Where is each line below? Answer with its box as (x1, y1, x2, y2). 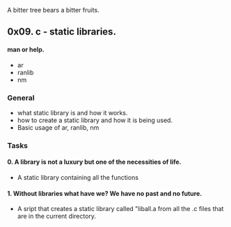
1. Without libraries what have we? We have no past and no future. (7, 189, 202, 197)
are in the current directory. (17, 212, 96, 221)
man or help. (7, 45, 45, 53)
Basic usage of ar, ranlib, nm (17, 123, 99, 131)
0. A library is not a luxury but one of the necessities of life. (7, 158, 182, 166)
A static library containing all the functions (17, 174, 139, 182)
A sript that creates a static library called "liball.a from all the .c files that (17, 205, 224, 213)
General (7, 93, 35, 103)
